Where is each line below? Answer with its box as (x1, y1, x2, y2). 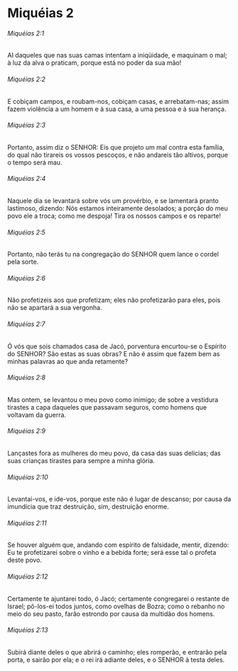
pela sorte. (7, 258, 39, 266)
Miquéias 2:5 (7, 228, 46, 236)
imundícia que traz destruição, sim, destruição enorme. (7, 502, 169, 511)
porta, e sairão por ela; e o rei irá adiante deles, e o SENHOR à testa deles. (7, 655, 225, 664)
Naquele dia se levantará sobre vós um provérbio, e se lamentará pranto (7, 197, 219, 204)
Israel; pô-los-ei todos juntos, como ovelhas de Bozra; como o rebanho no (7, 602, 225, 610)
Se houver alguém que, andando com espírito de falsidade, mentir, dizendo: (7, 541, 229, 549)
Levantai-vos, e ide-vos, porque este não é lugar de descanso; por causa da (7, 495, 232, 504)
